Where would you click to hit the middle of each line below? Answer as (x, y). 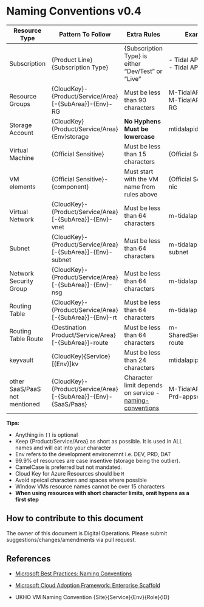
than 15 (135, 154)
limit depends (143, 385)
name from (140, 187)
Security (21, 281)
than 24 (135, 360)
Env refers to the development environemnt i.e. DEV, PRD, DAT (93, 454)
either (132, 63)
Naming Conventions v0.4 (74, 11)
